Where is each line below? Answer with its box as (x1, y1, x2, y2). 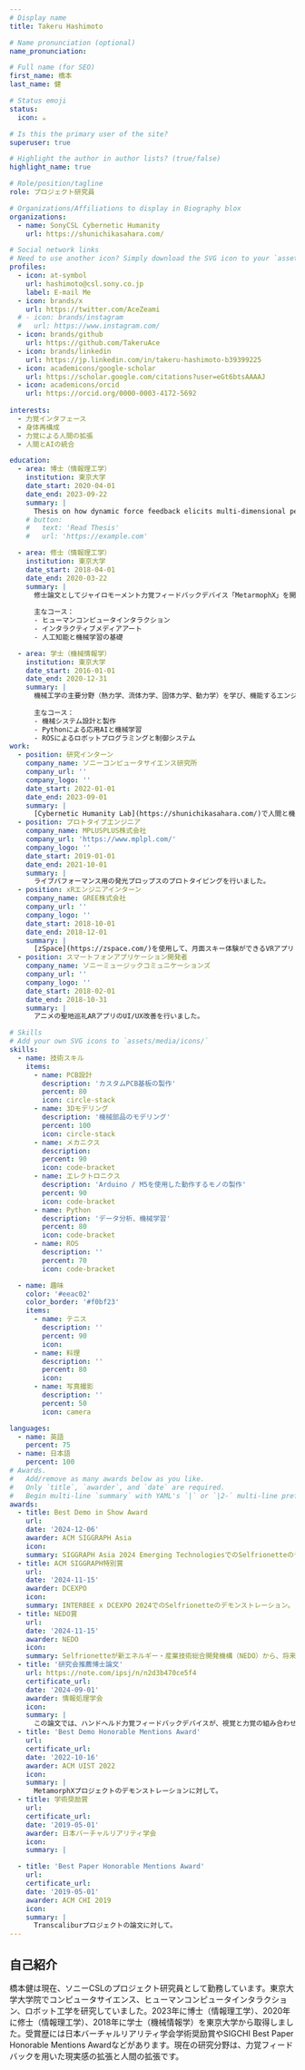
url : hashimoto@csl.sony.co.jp (25, 279, 144, 289)
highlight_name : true (9, 162, 92, 172)
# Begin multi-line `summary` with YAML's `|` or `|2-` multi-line (9, 1491, 279, 1500)
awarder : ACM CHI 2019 (25, 1896, 112, 1905)
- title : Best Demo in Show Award (17, 1508, 148, 1517)
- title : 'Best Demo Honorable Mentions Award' (17, 1728, 202, 1737)
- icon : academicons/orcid (17, 380, 120, 390)
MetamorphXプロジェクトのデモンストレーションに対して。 (33, 1787, 222, 1796)
